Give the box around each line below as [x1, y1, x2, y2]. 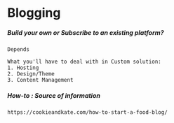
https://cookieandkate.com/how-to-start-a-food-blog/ [7, 109, 168, 116]
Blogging [7, 5, 61, 21]
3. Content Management [7, 77, 74, 84]
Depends [7, 46, 30, 53]
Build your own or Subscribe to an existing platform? [7, 28, 164, 36]
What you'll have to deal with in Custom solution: [7, 58, 161, 66]
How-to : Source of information [7, 91, 100, 99]
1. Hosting [7, 64, 39, 71]
